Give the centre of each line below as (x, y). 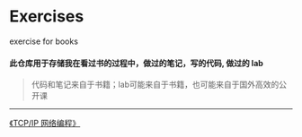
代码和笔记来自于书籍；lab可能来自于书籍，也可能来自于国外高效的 (155, 85)
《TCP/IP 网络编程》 (45, 124)
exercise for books (44, 41)
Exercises (47, 17)
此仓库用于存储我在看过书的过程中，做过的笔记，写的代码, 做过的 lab (136, 63)
